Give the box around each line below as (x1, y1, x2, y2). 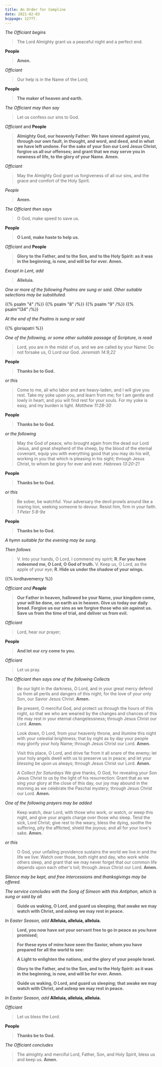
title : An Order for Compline (5, 7, 66, 12)
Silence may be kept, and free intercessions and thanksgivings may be (5, 874, 147, 880)
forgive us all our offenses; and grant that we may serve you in (16, 149, 145, 155)
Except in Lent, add (5, 268, 44, 274)
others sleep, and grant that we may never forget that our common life (16, 859, 157, 865)
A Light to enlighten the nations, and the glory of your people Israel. (16, 957, 156, 962)
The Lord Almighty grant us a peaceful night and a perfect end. (16, 39, 143, 45)
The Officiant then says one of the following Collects (5, 676, 110, 682)
